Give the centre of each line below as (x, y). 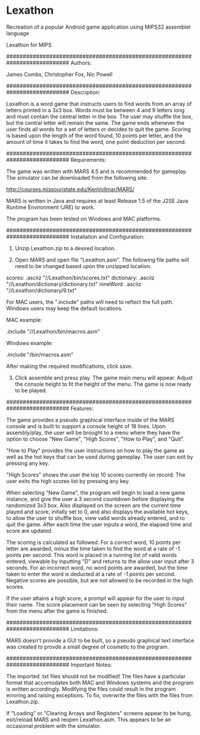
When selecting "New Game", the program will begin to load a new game (96, 493)
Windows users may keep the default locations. (65, 308)
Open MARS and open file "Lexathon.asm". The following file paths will (102, 260)
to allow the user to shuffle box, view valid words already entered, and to (96, 518)
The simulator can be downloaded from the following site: (77, 177)
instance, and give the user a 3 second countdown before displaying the (95, 499)
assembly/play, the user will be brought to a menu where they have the (93, 432)
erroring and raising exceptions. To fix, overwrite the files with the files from (99, 695)
